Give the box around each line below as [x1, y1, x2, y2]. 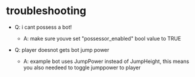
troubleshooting [6, 4, 86, 18]
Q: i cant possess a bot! [14, 24, 72, 31]
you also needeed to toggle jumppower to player [23, 63, 141, 71]
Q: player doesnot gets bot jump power [14, 46, 110, 53]
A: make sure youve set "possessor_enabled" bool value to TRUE [23, 35, 181, 42]
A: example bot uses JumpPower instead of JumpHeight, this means [23, 58, 190, 65]
